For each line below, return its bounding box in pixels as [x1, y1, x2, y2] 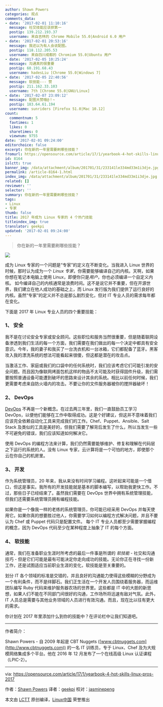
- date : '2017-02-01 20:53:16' [5, 39, 68, 44]
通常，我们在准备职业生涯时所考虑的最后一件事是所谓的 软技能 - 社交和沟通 [5, 550, 155, 556]
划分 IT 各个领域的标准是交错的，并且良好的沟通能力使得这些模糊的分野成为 [5, 572, 156, 578]
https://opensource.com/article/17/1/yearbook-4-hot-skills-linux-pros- [13, 671, 154, 677]
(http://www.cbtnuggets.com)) [5, 644, 66, 650]
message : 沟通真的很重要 [9, 61, 55, 66]
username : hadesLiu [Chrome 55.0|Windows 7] [9, 70, 101, 75]
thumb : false [5, 210, 32, 215]
